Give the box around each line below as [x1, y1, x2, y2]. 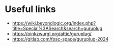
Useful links [5, 3, 56, 15]
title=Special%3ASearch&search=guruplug [12, 25, 103, 31]
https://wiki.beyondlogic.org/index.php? [12, 20, 96, 26]
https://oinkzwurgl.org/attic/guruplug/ [12, 30, 92, 36]
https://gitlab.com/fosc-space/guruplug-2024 [12, 36, 109, 42]
